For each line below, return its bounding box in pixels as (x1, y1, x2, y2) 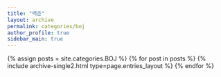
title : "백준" (7, 10, 45, 17)
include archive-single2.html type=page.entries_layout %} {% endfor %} (7, 62, 215, 70)
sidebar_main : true (7, 36, 64, 43)
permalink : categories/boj (7, 23, 85, 30)
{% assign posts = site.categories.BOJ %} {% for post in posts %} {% (7, 54, 206, 63)
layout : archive (7, 16, 54, 23)
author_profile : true (7, 29, 70, 36)
